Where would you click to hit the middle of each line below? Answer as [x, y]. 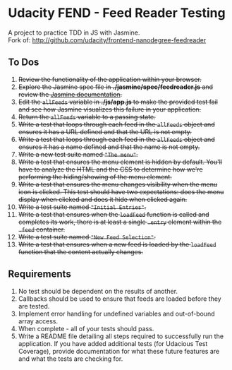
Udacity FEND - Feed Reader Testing [117, 13]
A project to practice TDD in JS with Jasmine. [74, 32]
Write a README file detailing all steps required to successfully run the [121, 336]
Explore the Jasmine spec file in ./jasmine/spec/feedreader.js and [116, 87]
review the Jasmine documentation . [70, 94]
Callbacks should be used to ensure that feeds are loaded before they [120, 299]
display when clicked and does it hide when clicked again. [103, 199]
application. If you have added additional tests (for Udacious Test [113, 343]
